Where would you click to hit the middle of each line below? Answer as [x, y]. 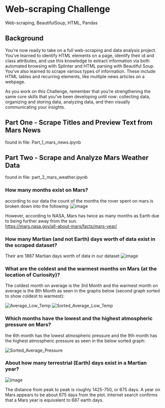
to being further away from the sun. [41, 221]
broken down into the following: [37, 206]
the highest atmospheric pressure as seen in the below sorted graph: [75, 341]
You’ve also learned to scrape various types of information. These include [80, 71]
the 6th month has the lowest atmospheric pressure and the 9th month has [81, 335]
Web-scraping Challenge [58, 9]
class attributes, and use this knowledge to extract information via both [77, 61]
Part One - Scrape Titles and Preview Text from [79, 123]
